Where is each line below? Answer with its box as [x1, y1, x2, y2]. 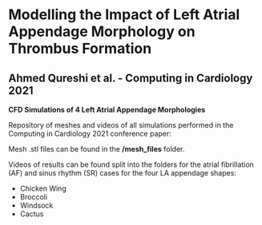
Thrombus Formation [8, 40, 152, 57]
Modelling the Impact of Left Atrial [8, 6, 240, 24]
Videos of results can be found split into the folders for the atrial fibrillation [8, 160, 254, 169]
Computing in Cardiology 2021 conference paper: [8, 129, 172, 138]
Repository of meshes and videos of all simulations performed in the [8, 120, 234, 129]
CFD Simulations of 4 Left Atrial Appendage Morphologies [8, 105, 206, 114]
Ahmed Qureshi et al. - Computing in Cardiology [8, 71, 253, 85]
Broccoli [19, 192, 48, 201]
